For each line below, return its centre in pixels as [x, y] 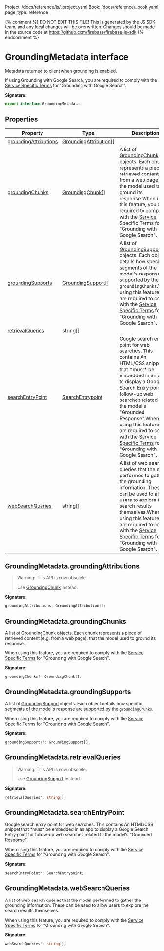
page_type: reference [27, 12]
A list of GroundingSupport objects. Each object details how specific [74, 703]
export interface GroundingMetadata [42, 104]
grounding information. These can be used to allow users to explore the [77, 905]
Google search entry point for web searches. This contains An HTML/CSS [79, 824]
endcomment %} [22, 37]
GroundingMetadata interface [67, 57]
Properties [21, 119]
